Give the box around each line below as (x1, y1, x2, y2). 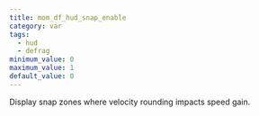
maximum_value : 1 (9, 64, 75, 73)
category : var (9, 22, 63, 31)
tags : (9, 30, 30, 39)
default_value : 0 (9, 72, 75, 81)
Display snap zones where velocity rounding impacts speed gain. (9, 96, 251, 107)
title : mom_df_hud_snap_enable (9, 13, 127, 22)
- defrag (17, 47, 50, 56)
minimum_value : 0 (9, 55, 75, 64)
